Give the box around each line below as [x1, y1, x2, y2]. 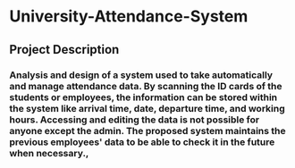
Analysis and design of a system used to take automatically [9, 69, 274, 81]
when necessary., [9, 147, 89, 159]
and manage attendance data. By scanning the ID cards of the [9, 80, 283, 92]
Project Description [9, 42, 120, 57]
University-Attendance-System [9, 6, 249, 27]
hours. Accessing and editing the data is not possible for [9, 113, 260, 126]
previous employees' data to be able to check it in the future [9, 136, 275, 148]
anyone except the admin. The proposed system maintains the [9, 124, 286, 137]
